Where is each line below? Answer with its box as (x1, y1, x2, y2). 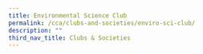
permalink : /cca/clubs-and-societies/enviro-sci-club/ (8, 19, 196, 27)
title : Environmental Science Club (8, 11, 128, 20)
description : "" (8, 26, 63, 34)
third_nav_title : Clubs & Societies (8, 33, 131, 42)
